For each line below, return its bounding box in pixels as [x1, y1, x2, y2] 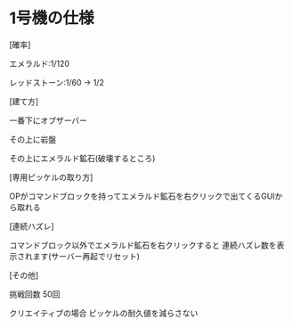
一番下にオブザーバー [9, 115, 87, 126]
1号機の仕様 [9, 8, 95, 29]
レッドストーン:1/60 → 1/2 [9, 77, 105, 87]
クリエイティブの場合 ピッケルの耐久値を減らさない [9, 307, 199, 318]
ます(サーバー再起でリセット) [32, 250, 141, 261]
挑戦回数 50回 [9, 289, 61, 299]
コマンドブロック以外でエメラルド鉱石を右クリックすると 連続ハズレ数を [9, 240, 277, 250]
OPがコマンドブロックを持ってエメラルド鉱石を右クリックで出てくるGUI [9, 191, 275, 201]
